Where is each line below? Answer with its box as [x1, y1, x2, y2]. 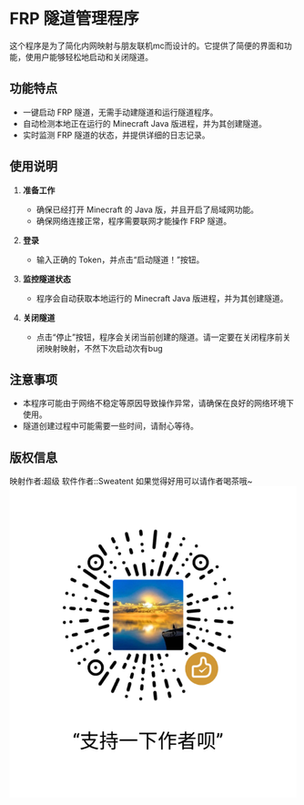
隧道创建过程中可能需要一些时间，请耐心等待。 [22, 421, 198, 432]
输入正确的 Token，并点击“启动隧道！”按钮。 [35, 254, 205, 265]
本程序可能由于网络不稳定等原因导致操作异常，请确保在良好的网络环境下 [22, 398, 294, 409]
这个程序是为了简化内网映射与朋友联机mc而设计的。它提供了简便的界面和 [9, 40, 285, 51]
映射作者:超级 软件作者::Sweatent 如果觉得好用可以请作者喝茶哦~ [9, 475, 253, 487]
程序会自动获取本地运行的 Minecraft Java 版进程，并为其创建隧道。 [35, 292, 289, 303]
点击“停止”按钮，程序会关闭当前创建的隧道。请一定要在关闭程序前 [35, 331, 283, 342]
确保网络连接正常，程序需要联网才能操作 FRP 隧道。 [35, 215, 232, 226]
